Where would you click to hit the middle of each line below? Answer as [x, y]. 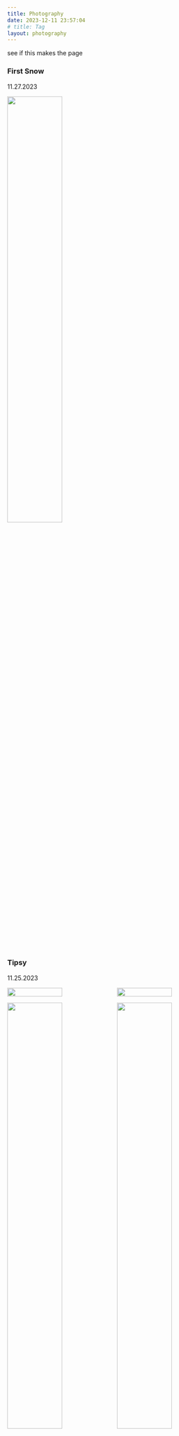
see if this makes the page [45, 53]
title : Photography [36, 14]
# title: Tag [26, 27]
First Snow [26, 71]
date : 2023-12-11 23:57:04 [46, 20]
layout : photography [37, 33]
